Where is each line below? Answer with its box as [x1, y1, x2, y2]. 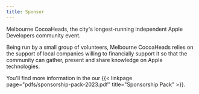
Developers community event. [6, 31, 81, 39]
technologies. [6, 63, 40, 70]
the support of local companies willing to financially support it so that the [6, 49, 188, 57]
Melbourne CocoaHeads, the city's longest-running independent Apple [6, 25, 183, 33]
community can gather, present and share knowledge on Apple [6, 56, 163, 63]
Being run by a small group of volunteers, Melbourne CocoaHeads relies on [6, 43, 194, 51]
